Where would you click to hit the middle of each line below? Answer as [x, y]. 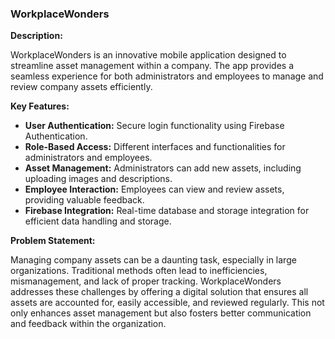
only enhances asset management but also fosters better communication [161, 313]
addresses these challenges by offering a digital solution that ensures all [159, 292]
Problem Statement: [53, 241]
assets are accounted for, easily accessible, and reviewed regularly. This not [167, 303]
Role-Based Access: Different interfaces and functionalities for [155, 147]
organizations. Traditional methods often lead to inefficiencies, [139, 271]
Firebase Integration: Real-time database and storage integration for [167, 211]
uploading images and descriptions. [98, 179]
